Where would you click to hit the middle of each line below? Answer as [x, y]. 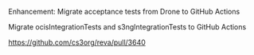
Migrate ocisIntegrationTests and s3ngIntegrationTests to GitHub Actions [127, 27]
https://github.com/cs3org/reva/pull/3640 [77, 42]
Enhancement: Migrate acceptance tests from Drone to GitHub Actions [124, 12]
